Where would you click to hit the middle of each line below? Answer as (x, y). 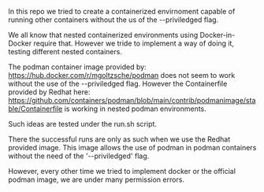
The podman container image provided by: (78, 67)
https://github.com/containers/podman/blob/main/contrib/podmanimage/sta (132, 100)
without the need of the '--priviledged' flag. (79, 156)
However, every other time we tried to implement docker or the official (122, 171)
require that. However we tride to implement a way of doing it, (134, 43)
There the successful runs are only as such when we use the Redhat (119, 139)
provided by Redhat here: (49, 92)
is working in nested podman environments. (135, 109)
